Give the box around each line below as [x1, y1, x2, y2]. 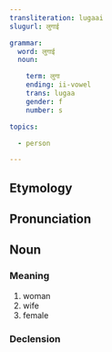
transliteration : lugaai [9, 13, 104, 23]
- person [17, 139, 51, 148]
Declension [9, 332, 61, 345]
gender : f [25, 97, 64, 106]
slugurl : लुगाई [9, 22, 59, 31]
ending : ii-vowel [25, 80, 92, 89]
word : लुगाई [17, 47, 56, 56]
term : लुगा [25, 72, 61, 81]
